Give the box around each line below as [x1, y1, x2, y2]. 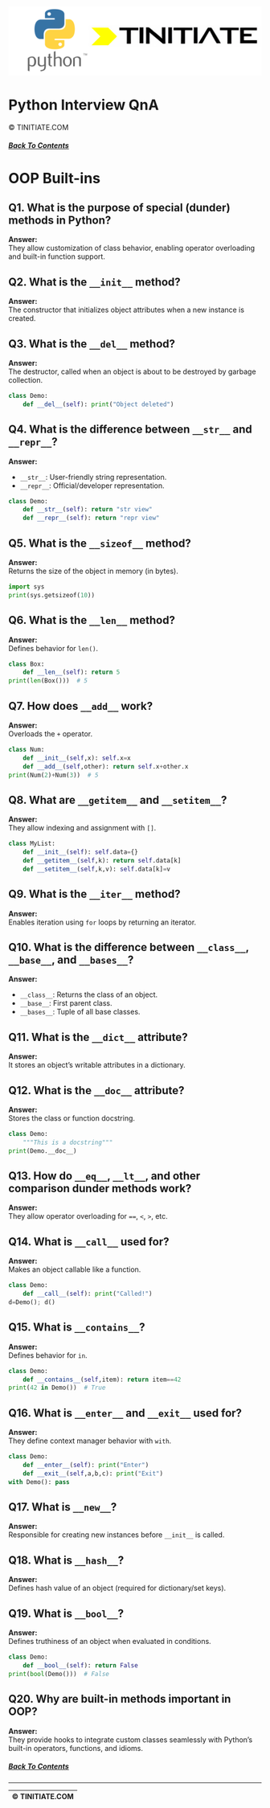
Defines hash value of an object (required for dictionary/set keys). [8, 1583, 227, 1593]
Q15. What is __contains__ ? [8, 1321, 146, 1334]
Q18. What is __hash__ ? [8, 1553, 125, 1567]
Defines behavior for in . [8, 1350, 88, 1360]
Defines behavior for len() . [8, 643, 99, 653]
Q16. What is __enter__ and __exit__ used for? [8, 1406, 243, 1420]
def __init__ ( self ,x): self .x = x [22, 754, 131, 762]
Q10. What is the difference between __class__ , [8, 941, 249, 954]
